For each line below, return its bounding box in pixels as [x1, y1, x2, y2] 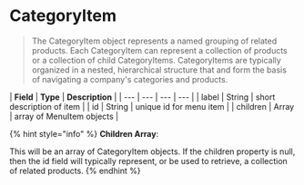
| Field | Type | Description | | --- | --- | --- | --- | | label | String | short [9, 92, 276, 102]
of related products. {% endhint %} [9, 165, 141, 176]
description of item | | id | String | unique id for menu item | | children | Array [9, 101, 295, 112]
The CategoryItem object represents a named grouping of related [31, 35, 278, 46]
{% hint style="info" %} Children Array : [9, 128, 159, 139]
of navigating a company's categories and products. [31, 73, 228, 84]
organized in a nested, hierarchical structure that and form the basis [31, 64, 287, 75]
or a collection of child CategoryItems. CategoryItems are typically [31, 54, 282, 65]
